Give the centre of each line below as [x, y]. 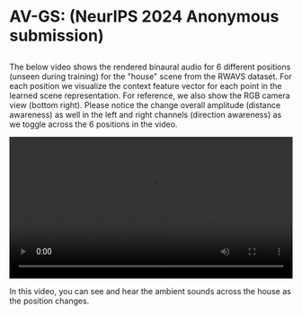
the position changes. [49, 301]
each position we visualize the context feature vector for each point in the [146, 85]
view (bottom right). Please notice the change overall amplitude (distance [145, 104]
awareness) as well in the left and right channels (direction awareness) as [146, 114]
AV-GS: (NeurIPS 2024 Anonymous [144, 17]
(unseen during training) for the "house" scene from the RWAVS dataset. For [151, 76]
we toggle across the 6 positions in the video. [93, 124]
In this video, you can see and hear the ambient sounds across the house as [151, 291]
